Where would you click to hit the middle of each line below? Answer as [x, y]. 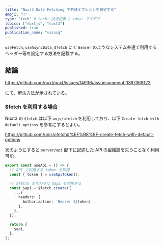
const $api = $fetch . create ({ [40, 188]
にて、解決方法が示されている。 [37, 93]
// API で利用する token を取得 [40, 170]
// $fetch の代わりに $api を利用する [45, 183]
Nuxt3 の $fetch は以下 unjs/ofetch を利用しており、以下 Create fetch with [82, 118]
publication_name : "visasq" [34, 33]
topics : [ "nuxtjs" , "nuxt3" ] [35, 23]
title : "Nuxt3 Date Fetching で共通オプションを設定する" [61, 10]
